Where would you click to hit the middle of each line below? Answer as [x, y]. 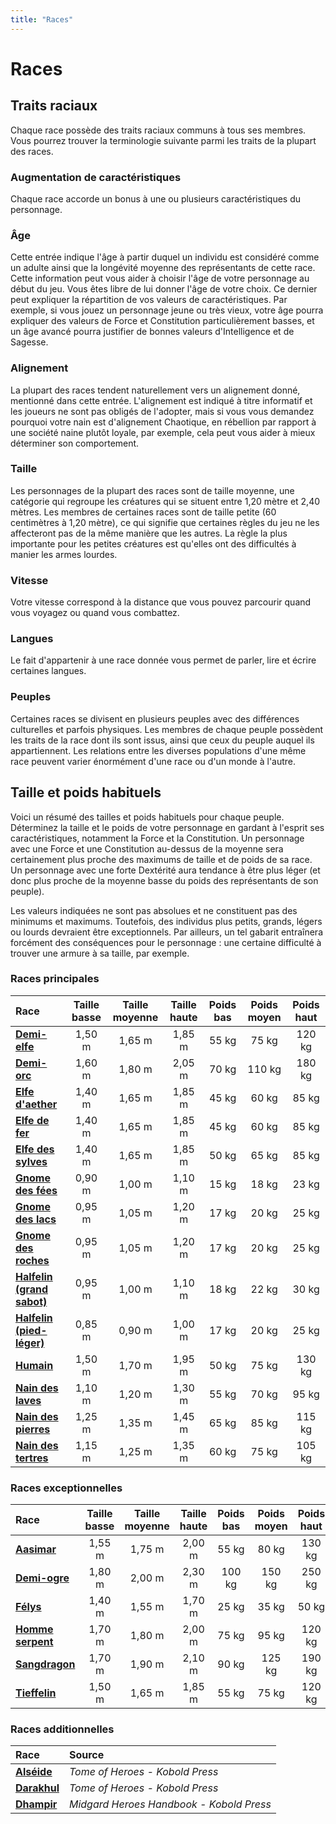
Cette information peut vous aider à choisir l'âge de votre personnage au [160, 278]
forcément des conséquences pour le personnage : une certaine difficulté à [166, 942]
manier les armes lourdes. [64, 554]
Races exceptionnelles [66, 1488]
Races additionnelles [62, 1729]
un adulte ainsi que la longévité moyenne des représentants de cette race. [163, 268]
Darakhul [37, 1788]
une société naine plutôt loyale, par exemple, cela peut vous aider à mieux [163, 432]
